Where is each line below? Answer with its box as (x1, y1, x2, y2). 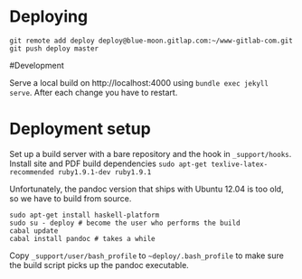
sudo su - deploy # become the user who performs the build (9, 219, 241, 228)
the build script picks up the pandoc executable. (9, 259, 190, 270)
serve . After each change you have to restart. (9, 87, 178, 98)
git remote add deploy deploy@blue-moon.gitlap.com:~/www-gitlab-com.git (9, 36, 294, 45)
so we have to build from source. (9, 192, 132, 204)
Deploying (9, 6, 89, 27)
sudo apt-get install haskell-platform (9, 210, 160, 219)
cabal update (9, 226, 59, 236)
